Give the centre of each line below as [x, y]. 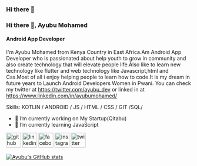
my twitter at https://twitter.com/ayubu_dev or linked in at [76, 90]
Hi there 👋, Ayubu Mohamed [47, 25]
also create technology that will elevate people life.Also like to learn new [94, 65]
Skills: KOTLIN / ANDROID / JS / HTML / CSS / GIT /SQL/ [74, 107]
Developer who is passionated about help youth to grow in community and [96, 59]
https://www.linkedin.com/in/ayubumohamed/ [62, 96]
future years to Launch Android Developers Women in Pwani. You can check [98, 83]
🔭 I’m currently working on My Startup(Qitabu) [71, 118]
